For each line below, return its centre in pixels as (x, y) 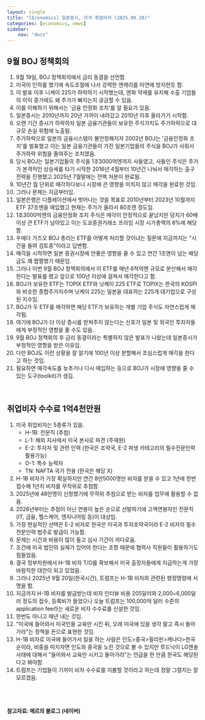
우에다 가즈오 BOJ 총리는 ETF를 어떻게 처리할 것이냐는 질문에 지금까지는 (102, 238)
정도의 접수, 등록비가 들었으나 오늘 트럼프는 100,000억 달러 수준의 (101, 601)
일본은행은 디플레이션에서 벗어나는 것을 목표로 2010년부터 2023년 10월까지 (105, 199)
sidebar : (18, 29)
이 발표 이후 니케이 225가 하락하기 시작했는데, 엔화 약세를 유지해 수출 (98, 92)
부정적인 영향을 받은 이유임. (49, 345)
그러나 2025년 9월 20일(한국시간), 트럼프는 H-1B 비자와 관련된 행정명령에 (103, 578)
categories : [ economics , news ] (47, 23)
